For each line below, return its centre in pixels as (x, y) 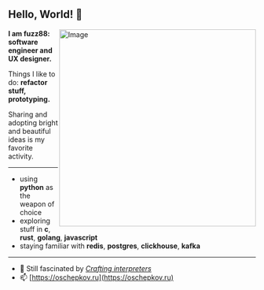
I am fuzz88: (29, 33)
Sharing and (28, 114)
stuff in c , (35, 229)
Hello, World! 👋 (46, 15)
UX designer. (30, 58)
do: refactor (28, 82)
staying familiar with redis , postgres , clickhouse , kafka (110, 246)
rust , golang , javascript (59, 237)
